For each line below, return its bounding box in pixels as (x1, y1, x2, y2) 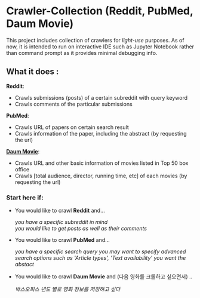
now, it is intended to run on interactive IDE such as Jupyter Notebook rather (6, 43, 195, 50)
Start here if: (6, 193, 44, 201)
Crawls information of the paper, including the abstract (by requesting (14, 130, 187, 137)
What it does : (6, 67, 59, 77)
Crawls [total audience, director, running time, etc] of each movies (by (14, 172, 187, 179)
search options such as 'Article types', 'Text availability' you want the (14, 254, 186, 262)
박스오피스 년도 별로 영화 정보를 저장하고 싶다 (14, 285, 121, 293)
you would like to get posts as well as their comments (14, 225, 147, 232)
